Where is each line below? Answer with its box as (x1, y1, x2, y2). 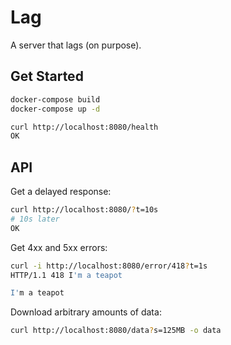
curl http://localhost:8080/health (10, 122, 159, 132)
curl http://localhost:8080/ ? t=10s (10, 205, 159, 215)
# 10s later (10, 214, 60, 224)
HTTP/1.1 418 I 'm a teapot (10, 270, 123, 280)
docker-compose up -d (10, 104, 101, 114)
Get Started (10, 68, 84, 85)
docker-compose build (10, 94, 101, 105)
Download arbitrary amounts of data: (10, 306, 162, 318)
